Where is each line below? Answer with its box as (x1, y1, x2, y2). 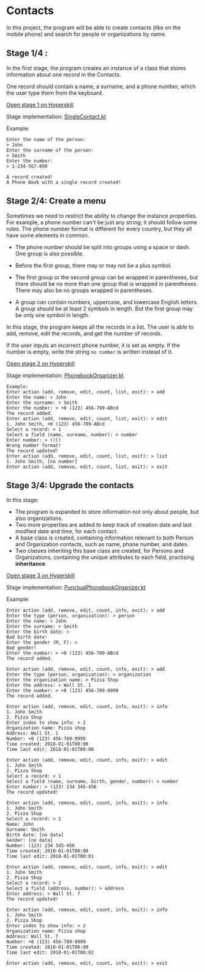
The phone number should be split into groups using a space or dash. (15, 243, 190, 250)
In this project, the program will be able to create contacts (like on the (6, 24, 181, 31)
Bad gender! (6, 645, 37, 651)
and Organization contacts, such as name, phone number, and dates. (15, 541, 189, 548)
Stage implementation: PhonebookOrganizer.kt (6, 371, 124, 379)
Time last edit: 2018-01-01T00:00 (6, 747, 95, 753)
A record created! (6, 174, 53, 180)
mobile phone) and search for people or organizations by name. (6, 30, 167, 37)
